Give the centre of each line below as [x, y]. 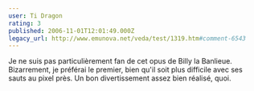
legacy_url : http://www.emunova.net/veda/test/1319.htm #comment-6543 [127, 38]
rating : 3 [25, 23]
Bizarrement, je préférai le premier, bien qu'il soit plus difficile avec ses [125, 70]
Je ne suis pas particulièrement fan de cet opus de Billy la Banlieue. [121, 61]
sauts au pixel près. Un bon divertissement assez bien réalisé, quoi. [120, 78]
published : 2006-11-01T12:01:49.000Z [72, 31]
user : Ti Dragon [35, 16]
